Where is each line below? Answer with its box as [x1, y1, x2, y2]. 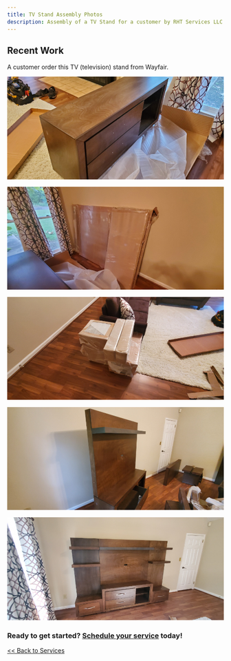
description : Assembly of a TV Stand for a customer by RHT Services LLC [7, 18, 223, 25]
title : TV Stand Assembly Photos [7, 11, 103, 18]
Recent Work [7, 45, 64, 56]
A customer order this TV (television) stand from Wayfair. [7, 63, 169, 72]
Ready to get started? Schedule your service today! [7, 631, 183, 640]
